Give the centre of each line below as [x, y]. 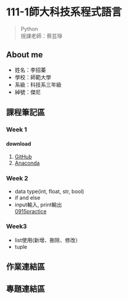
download [19, 144]
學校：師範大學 [33, 77]
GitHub [23, 157]
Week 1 [17, 129]
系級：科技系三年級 [38, 84]
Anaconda [27, 163]
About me [24, 55]
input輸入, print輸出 [38, 204]
